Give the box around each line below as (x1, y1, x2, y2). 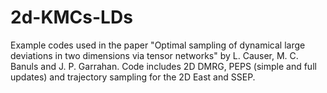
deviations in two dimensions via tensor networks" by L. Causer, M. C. (10, 49, 299, 61)
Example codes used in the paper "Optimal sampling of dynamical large (10, 39, 306, 51)
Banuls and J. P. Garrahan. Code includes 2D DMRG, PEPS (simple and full (10, 60, 317, 72)
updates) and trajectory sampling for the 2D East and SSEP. (10, 71, 256, 83)
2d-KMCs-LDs (10, 6, 133, 29)
